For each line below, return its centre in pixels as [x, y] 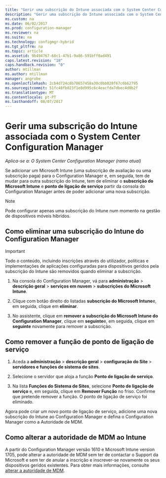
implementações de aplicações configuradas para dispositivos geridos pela [82, 266]
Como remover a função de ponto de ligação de [80, 342]
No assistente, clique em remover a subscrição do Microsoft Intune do [85, 316]
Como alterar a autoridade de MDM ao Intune [76, 438]
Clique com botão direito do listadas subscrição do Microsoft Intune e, [84, 301]
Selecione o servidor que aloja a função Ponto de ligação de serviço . [83, 376]
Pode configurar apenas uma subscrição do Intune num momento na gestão [83, 211]
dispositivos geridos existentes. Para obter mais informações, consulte [77, 465]
